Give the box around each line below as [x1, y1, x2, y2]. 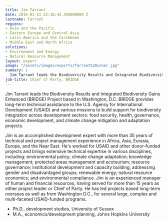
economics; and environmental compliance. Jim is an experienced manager [5, 174, 161, 180]
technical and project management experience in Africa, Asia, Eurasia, [5, 137, 150, 143]
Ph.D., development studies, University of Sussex [12, 205, 114, 211]
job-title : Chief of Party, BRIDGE [5, 77, 79, 82]
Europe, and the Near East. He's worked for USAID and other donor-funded [5, 143, 160, 149]
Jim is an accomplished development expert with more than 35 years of [5, 132, 153, 138]
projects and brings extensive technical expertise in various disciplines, [5, 148, 152, 154]
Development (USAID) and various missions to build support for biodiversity [5, 106, 161, 112]
